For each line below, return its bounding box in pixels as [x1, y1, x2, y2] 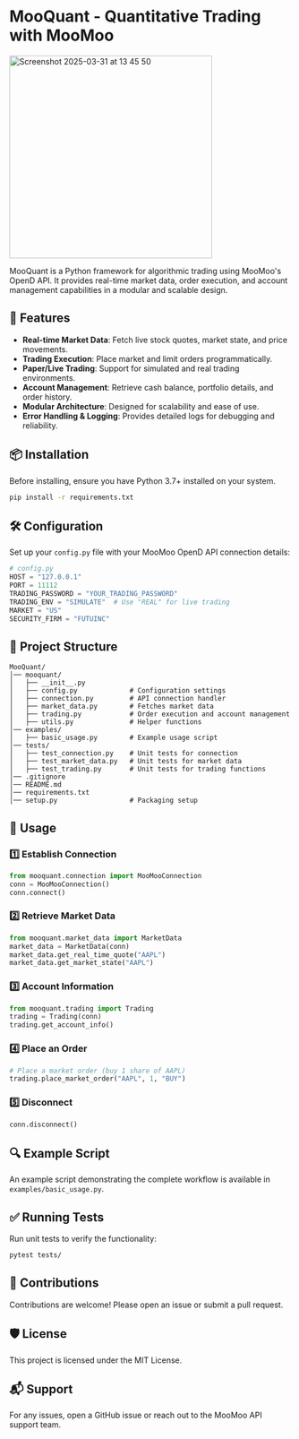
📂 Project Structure [9, 639, 118, 654]
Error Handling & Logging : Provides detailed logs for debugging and [21, 410, 275, 421]
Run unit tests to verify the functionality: [9, 1234, 157, 1245]
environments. [21, 372, 76, 383]
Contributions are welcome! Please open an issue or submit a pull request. [9, 1299, 284, 1310]
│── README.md [9, 780, 63, 789]
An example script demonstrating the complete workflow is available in [9, 1174, 270, 1185]
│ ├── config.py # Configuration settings [9, 686, 226, 695]
